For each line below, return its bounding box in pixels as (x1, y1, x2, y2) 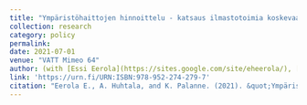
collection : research (9, 22, 92, 31)
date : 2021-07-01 (9, 47, 76, 57)
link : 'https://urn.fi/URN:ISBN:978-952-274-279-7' (9, 73, 210, 82)
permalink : (9, 38, 51, 48)
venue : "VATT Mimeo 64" (9, 56, 101, 65)
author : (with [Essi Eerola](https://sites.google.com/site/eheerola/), (9, 65, 292, 74)
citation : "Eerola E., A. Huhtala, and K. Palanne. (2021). (9, 81, 244, 90)
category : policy (9, 30, 76, 39)
